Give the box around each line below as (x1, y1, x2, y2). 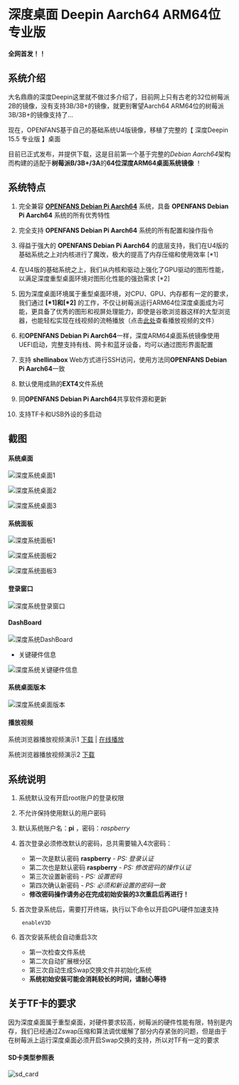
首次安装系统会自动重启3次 (18, 932, 98, 941)
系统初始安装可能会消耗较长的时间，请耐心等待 (28, 974, 166, 983)
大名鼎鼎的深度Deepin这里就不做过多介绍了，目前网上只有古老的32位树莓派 (8, 92, 230, 101)
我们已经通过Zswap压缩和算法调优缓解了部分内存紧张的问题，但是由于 (20, 1026, 228, 1035)
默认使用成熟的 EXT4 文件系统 (18, 379, 104, 388)
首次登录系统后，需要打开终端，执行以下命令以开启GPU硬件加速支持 (18, 904, 219, 914)
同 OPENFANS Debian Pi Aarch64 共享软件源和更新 (18, 394, 167, 403)
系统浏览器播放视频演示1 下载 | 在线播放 (8, 735, 124, 744)
